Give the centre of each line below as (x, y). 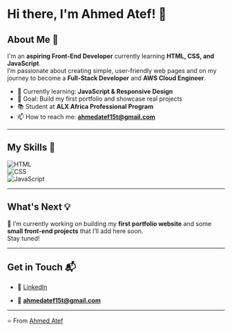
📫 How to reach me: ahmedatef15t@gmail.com (86, 117)
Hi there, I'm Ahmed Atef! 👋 (87, 14)
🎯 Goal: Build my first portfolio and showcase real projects (100, 99)
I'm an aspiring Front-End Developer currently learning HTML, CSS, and (111, 56)
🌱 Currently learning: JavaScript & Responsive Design (95, 91)
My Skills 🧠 (31, 148)
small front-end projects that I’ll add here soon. (75, 231)
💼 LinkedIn (32, 287)
